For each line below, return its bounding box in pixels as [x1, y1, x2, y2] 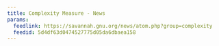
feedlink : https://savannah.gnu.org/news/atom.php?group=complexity [13, 22, 213, 29]
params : [7, 16, 29, 23]
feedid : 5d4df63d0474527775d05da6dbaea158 [13, 28, 136, 36]
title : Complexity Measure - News [7, 9, 106, 17]
